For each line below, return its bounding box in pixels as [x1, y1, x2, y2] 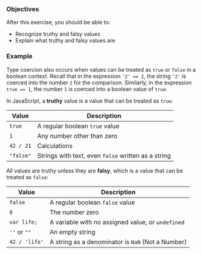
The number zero [49, 208, 99, 216]
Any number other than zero [37, 131, 117, 140]
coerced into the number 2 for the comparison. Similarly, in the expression [6, 78, 192, 86]
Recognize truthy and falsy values [15, 30, 100, 38]
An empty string [49, 227, 96, 236]
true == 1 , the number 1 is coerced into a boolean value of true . [6, 85, 168, 92]
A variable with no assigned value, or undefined [49, 218, 185, 226]
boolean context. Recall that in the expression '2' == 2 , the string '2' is [6, 72, 187, 80]
